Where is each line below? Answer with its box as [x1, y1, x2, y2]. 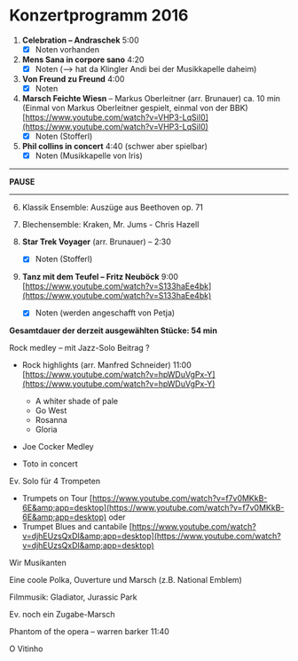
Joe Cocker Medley [21, 442, 95, 452]
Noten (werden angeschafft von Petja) [35, 307, 176, 318]
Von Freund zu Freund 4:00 [21, 74, 125, 84]
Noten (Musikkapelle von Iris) [35, 150, 144, 161]
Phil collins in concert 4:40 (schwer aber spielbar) [21, 141, 208, 152]
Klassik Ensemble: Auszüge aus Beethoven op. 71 [21, 202, 204, 213]
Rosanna [35, 415, 68, 426]
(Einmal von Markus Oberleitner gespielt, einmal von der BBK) [21, 103, 248, 114]
